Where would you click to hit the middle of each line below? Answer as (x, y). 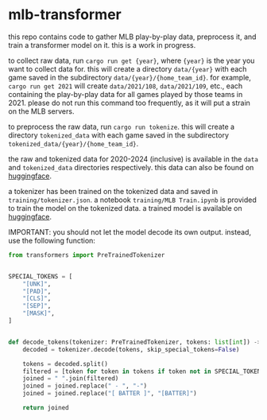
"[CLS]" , (37, 299)
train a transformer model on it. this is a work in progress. (102, 45)
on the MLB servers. (41, 111)
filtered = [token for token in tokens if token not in (117, 371)
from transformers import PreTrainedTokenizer (87, 255)
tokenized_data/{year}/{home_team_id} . (74, 143)
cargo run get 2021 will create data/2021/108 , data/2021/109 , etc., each (126, 86)
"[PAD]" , (37, 291)
